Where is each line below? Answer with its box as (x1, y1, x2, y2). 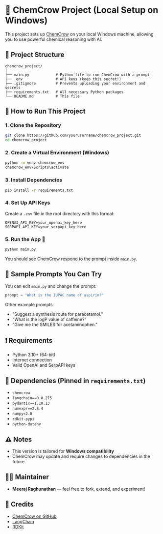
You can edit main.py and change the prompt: (5, 283, 97, 289)
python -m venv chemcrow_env (5, 160, 65, 165)
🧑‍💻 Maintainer (5, 473, 49, 481)
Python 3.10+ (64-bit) (12, 352, 56, 358)
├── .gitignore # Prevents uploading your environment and (5, 81, 146, 86)
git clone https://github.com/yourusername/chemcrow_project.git (5, 133, 141, 138)
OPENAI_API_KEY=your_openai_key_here (5, 220, 82, 225)
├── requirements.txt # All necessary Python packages (5, 89, 124, 94)
